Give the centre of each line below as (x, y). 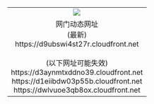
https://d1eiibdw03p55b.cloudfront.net (77, 81)
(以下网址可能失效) (77, 63)
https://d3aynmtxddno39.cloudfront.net (77, 72)
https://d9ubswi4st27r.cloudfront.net (77, 44)
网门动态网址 (77, 24)
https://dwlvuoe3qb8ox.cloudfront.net (77, 90)
